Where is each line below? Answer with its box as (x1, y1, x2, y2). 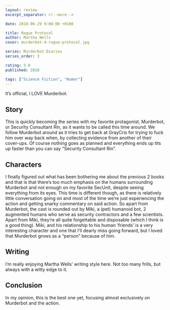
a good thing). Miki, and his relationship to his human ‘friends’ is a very (5, 222, 153, 228)
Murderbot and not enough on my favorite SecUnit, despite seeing (5, 184, 144, 190)
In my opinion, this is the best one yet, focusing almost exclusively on (5, 294, 150, 300)
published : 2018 (5, 67, 40, 72)
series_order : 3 (5, 54, 40, 59)
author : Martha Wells (5, 35, 51, 41)
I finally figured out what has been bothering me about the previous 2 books (5, 174, 164, 180)
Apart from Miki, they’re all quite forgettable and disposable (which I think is (5, 217, 164, 223)
